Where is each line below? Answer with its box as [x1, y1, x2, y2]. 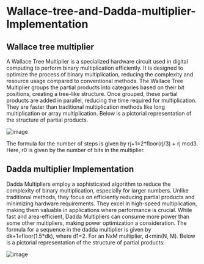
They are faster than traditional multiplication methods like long [6, 103, 165, 111]
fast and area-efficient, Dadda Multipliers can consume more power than [6, 213, 190, 220]
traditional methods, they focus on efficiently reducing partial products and [6, 193, 195, 200]
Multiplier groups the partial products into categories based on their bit [6, 84, 184, 91]
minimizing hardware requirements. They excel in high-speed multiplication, [6, 200, 197, 207]
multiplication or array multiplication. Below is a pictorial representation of [6, 110, 192, 117]
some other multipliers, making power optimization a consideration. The [6, 219, 188, 227]
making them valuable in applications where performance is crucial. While [6, 206, 192, 213]
